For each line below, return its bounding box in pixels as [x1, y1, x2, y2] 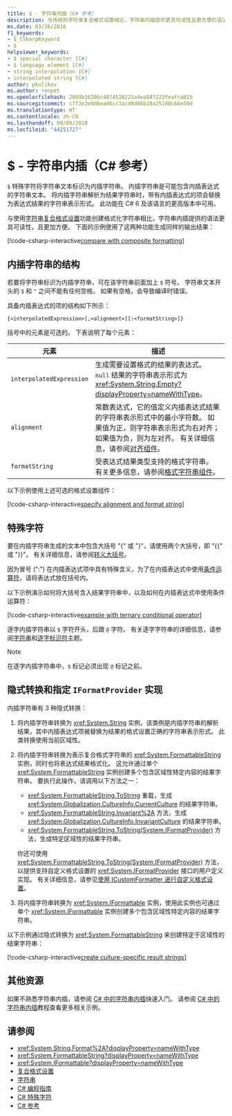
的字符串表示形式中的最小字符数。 [95, 413, 206, 422]
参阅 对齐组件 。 [116, 444, 165, 453]
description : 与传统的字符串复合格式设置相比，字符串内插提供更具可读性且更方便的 [7, 17, 217, 24]
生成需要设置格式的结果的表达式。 [95, 360, 206, 370]
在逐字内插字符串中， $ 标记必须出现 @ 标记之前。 [7, 662, 146, 670]
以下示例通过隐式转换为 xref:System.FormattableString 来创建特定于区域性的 [7, 930, 225, 939]
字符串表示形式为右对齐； [137, 423, 220, 433]
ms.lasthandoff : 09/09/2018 [7, 119, 88, 127]
